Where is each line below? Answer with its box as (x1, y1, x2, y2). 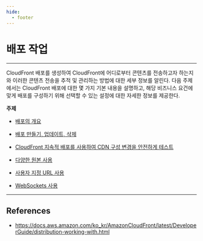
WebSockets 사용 (14, 182, 59, 190)
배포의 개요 (14, 117, 42, 125)
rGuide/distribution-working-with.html (14, 228, 110, 236)
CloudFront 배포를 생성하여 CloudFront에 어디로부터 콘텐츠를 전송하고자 (6, 69, 178, 76)
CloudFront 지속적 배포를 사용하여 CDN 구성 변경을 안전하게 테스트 (14, 144, 174, 151)
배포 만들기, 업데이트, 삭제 (14, 131, 77, 138)
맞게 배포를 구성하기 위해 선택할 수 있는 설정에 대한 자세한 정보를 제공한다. (6, 92, 180, 99)
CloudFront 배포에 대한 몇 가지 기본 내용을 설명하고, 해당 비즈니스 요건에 (22, 84, 193, 91)
